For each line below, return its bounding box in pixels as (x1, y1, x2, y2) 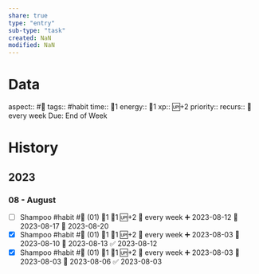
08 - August (8, 194, 57, 205)
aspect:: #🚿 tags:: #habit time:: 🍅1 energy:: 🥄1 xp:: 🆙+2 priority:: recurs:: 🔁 (8, 102, 253, 112)
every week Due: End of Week (8, 111, 108, 120)
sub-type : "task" (8, 26, 66, 34)
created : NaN (8, 33, 52, 42)
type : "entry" (8, 19, 56, 27)
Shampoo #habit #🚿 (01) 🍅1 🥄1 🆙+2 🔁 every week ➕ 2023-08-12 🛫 (19, 212, 238, 221)
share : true (8, 11, 48, 20)
